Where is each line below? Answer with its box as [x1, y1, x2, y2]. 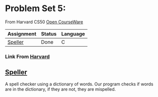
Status [41, 30, 57, 37]
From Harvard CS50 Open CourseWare [5, 19, 83, 25]
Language [61, 30, 85, 37]
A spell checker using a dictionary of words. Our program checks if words [5, 81, 154, 87]
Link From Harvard [5, 53, 50, 60]
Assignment [7, 30, 37, 37]
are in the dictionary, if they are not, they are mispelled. [5, 86, 116, 92]
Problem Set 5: [5, 3, 66, 14]
